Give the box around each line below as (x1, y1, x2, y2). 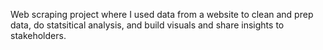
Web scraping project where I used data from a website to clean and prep (10, 9, 314, 20)
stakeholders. (10, 30, 67, 41)
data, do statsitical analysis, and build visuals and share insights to (10, 19, 285, 31)
